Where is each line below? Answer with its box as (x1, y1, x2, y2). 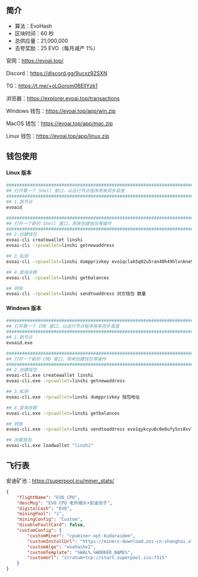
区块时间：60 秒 (14, 30, 54, 37)
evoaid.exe (6, 340, 33, 345)
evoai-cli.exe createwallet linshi (6, 373, 94, 379)
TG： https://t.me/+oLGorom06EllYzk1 (6, 82, 98, 89)
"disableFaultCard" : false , (16, 522, 85, 528)
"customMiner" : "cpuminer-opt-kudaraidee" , (27, 533, 136, 539)
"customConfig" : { (16, 527, 62, 533)
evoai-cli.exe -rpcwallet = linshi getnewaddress (6, 378, 126, 384)
